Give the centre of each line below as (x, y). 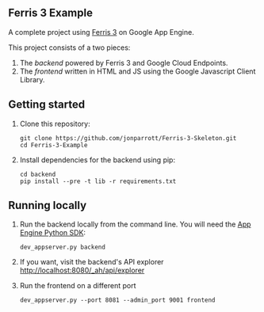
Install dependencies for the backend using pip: (98, 160)
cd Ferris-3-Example (54, 145)
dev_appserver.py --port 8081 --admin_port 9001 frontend (117, 300)
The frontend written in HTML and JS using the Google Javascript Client (138, 71)
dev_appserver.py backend (62, 247)
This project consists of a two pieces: (69, 48)
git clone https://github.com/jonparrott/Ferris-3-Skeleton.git (128, 138)
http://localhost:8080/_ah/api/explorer (82, 270)
